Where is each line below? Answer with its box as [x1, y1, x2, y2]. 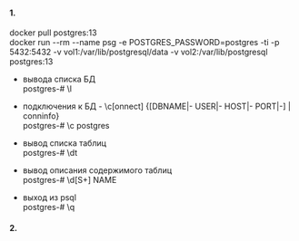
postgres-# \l [22, 83, 73, 94]
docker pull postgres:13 [9, 27, 97, 38]
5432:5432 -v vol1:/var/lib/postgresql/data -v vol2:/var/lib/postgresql [9, 46, 268, 58]
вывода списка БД [22, 73, 96, 85]
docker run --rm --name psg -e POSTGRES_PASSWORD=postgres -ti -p [9, 37, 280, 48]
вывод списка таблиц [22, 138, 107, 149]
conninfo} [22, 111, 60, 121]
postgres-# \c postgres [22, 120, 110, 131]
